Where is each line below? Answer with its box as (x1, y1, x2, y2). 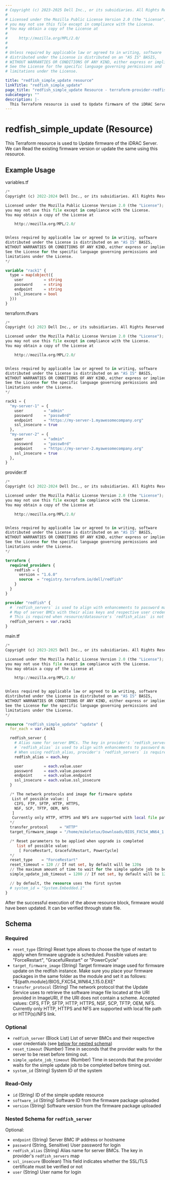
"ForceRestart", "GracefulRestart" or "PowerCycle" (12, 957, 119, 963)
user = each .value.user (14, 764, 82, 769)
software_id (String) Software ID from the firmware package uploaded (12, 1097, 159, 1103)
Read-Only (5, 1080, 33, 1087)
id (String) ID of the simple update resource (12, 1092, 104, 1098)
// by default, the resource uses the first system (10, 880, 121, 886)
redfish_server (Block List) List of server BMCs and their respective (12, 1035, 155, 1041)
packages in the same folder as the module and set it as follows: (12, 973, 147, 979)
